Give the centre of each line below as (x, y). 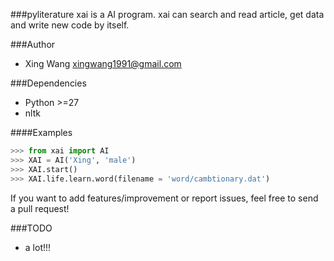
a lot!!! (38, 247)
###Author (33, 44)
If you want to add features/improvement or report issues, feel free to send (164, 198)
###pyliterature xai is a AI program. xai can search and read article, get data (167, 14)
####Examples (41, 132)
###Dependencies (48, 83)
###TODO (31, 228)
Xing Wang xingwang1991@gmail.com (103, 63)
